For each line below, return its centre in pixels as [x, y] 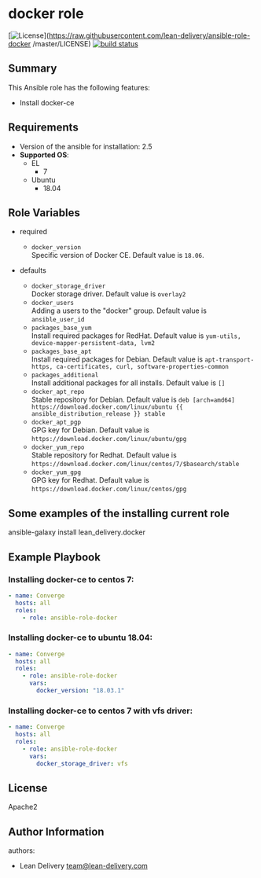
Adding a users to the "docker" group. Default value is [119, 310]
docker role [46, 14]
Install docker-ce [47, 102]
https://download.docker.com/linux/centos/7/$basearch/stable [135, 465]
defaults [33, 270]
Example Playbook [54, 557]
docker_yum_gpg [56, 472]
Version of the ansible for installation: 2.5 [86, 146]
